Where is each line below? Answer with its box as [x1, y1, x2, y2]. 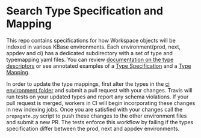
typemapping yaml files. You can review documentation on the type [6, 56, 174, 63]
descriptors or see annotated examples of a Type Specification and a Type [6, 62, 191, 70]
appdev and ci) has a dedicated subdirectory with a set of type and [6, 49, 173, 56]
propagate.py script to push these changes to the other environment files [6, 112, 187, 119]
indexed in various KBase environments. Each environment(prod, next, [6, 43, 181, 50]
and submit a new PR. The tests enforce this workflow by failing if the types [6, 118, 194, 125]
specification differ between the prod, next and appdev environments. [6, 125, 180, 132]
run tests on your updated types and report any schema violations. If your [6, 93, 189, 100]
